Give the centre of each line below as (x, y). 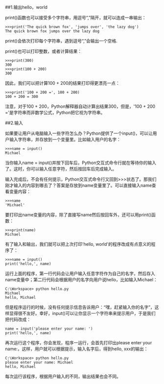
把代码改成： (18, 319)
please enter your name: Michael (39, 362)
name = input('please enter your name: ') (49, 329)
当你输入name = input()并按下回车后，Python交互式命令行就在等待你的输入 (81, 163)
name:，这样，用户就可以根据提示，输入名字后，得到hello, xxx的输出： (77, 349)
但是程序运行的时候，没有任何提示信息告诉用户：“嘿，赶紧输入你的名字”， (80, 307)
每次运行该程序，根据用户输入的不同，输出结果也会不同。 (63, 376)
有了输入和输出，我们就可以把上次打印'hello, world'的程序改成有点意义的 (78, 244)
